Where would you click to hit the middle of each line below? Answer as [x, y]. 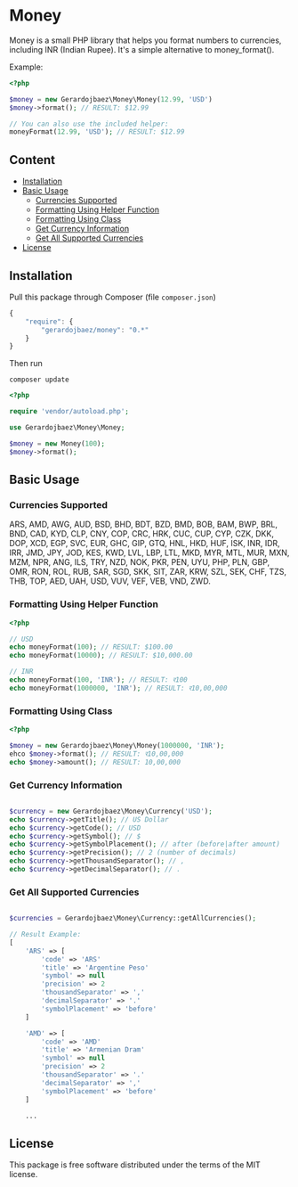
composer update [39, 380]
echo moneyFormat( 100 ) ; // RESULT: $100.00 [91, 647]
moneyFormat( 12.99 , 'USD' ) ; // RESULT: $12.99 [97, 132]
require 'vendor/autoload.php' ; [69, 412]
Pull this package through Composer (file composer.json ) [113, 297]
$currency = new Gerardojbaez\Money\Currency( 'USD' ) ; [111, 811]
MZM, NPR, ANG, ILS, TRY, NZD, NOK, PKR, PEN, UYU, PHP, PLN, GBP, [140, 562]
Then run [26, 364]
